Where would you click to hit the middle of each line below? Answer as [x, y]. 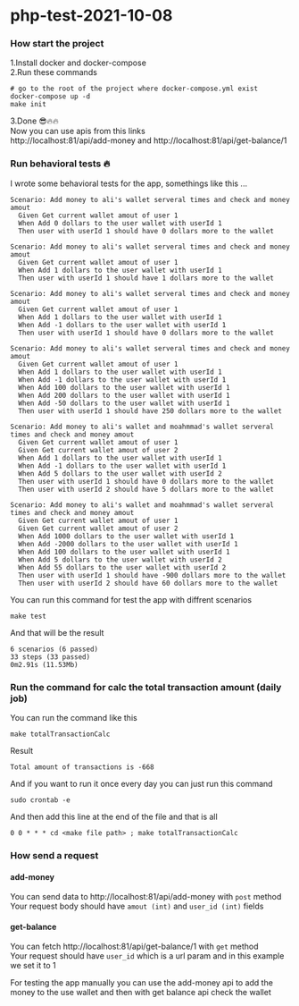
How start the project [57, 44]
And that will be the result [57, 632]
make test [29, 616]
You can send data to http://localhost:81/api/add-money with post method [146, 897]
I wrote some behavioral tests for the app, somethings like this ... [129, 183]
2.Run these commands [54, 72]
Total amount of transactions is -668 [82, 767]
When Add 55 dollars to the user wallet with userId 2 [122, 567]
